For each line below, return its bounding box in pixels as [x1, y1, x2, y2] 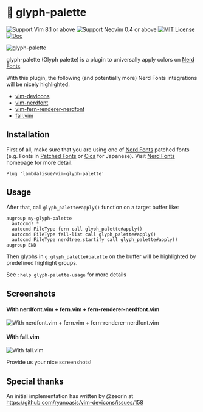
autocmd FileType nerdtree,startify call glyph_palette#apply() [12, 236, 178, 243]
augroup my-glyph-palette [6, 215, 72, 222]
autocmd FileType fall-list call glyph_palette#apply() [12, 231, 156, 237]
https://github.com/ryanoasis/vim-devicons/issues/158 [6, 399, 144, 407]
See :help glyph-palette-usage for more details [6, 271, 126, 278]
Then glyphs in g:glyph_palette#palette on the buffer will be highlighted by [6, 253, 196, 260]
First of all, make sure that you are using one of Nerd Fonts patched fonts [6, 146, 190, 153]
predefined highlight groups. [6, 259, 78, 266]
